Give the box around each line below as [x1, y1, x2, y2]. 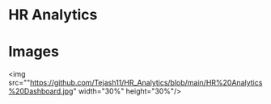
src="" [8, 78, 31, 88]
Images [8, 43, 59, 61]
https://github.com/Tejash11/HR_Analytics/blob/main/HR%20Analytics [29, 78, 263, 88]
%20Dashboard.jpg [8, 86, 74, 96]
